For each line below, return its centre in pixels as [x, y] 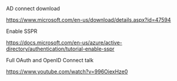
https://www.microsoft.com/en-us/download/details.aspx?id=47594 [89, 20]
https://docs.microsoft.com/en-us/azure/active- [64, 43]
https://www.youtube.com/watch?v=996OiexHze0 [67, 72]
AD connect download [33, 9]
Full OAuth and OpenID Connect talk [50, 60]
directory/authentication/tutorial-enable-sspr [60, 49]
